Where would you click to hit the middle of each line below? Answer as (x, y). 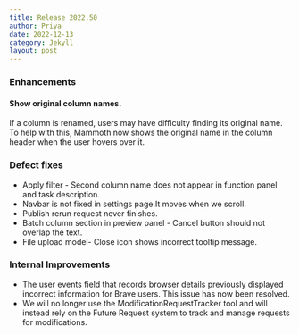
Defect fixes (37, 165)
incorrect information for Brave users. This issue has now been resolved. (156, 293)
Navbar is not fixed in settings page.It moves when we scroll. (134, 204)
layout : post (33, 51)
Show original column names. (66, 103)
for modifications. (54, 322)
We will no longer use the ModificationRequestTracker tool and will (145, 303)
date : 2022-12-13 (42, 34)
